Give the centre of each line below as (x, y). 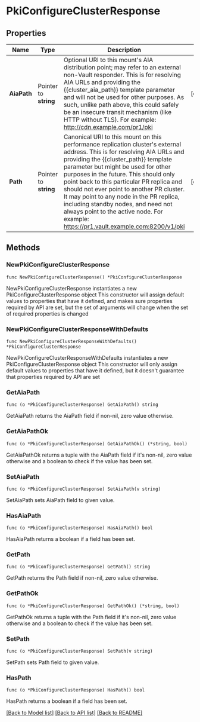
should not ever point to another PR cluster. (124, 189)
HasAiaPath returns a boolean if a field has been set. (71, 539)
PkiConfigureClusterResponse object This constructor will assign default (95, 295)
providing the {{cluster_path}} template (118, 159)
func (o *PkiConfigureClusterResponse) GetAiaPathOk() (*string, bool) (97, 443)
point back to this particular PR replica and (123, 182)
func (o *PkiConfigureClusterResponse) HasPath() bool (76, 690)
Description (124, 50)
